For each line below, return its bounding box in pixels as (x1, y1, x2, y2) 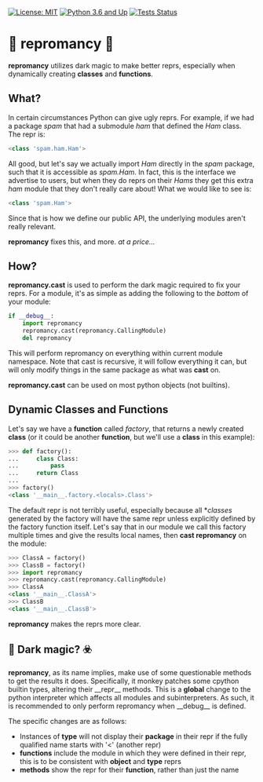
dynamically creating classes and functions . (8, 69, 153, 79)
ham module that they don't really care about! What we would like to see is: (8, 184, 252, 193)
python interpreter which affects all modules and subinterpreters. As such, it (8, 692, 255, 702)
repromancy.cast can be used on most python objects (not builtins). (8, 380, 230, 389)
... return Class (8, 470, 79, 477)
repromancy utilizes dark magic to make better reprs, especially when (8, 60, 236, 70)
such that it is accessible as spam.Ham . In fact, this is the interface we (8, 167, 236, 177)
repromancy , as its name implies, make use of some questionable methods (8, 667, 252, 677)
